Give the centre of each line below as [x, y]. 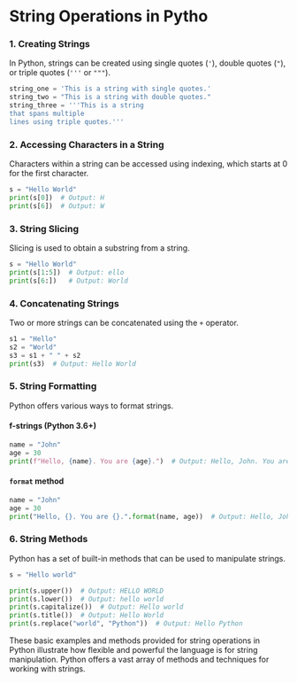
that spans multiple [47, 114]
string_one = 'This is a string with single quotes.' [110, 89]
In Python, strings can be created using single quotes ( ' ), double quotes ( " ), [148, 63]
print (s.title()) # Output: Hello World [87, 616]
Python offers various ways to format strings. [91, 406]
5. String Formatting [53, 386]
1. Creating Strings [50, 44]
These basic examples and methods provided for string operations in [135, 640]
